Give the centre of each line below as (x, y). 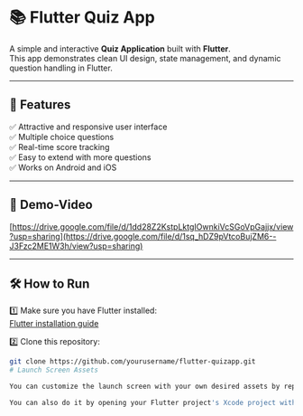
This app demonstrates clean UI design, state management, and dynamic (145, 58)
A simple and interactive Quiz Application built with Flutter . (120, 48)
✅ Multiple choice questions (62, 137)
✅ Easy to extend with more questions (80, 157)
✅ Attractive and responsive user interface (88, 127)
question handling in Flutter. (61, 68)
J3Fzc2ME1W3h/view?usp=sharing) (76, 246)
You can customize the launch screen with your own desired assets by (145, 387)
